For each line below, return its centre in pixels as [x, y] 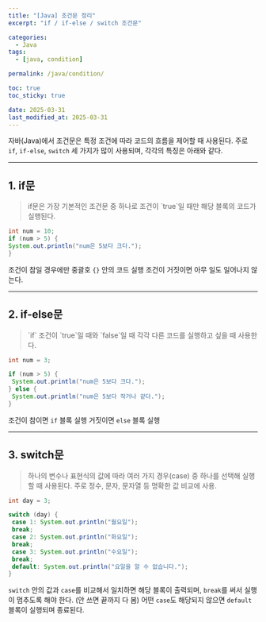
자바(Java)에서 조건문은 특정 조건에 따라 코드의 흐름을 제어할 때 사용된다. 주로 [128, 141]
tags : [17, 52]
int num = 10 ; [32, 231]
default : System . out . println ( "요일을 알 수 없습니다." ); [100, 566]
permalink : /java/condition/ [56, 74]
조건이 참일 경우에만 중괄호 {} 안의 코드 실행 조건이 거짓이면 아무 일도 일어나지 [129, 269]
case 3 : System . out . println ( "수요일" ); [75, 552]
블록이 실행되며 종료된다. [46, 610]
